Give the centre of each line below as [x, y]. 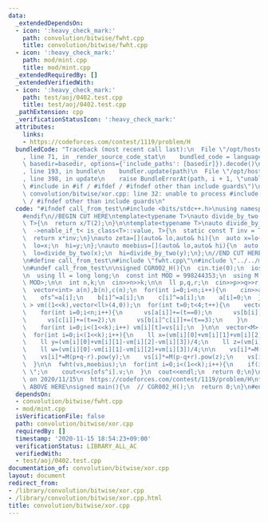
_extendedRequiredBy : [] [57, 75]
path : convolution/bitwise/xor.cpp [75, 424]
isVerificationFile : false [60, 417]
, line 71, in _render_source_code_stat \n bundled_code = [126, 156]
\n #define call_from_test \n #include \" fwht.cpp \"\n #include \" [130, 260]
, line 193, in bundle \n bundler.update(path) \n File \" [126, 172]
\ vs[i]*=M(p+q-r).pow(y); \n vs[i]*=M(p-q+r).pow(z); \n [128, 357]
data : [17, 16]
